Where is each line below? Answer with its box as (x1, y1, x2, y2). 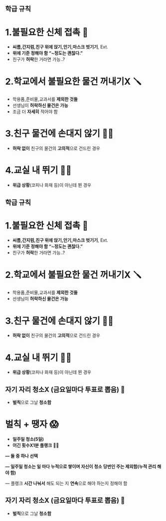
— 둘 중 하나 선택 (5, 453, 38, 459)
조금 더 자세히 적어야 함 (12, 109, 58, 115)
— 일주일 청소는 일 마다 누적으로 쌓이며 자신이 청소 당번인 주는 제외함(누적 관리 (5, 464, 157, 470)
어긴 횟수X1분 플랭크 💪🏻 (12, 442, 59, 448)
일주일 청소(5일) (12, 436, 44, 442)
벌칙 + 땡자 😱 (5, 419, 59, 430)
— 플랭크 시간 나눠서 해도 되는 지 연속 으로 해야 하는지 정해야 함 (5, 480, 128, 487)
